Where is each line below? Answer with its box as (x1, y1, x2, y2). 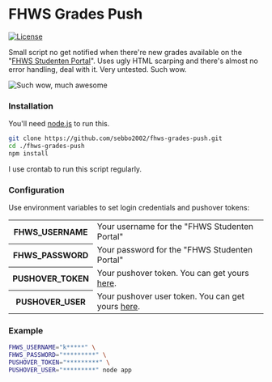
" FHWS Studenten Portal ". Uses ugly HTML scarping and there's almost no (8, 56, 259, 66)
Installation (8, 100, 54, 112)
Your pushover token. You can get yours (96, 268, 249, 279)
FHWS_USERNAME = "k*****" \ (8, 343, 96, 352)
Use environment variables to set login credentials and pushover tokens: (8, 203, 249, 213)
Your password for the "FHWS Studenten (96, 244, 253, 256)
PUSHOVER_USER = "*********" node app (8, 366, 132, 375)
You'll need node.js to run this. (8, 119, 110, 129)
